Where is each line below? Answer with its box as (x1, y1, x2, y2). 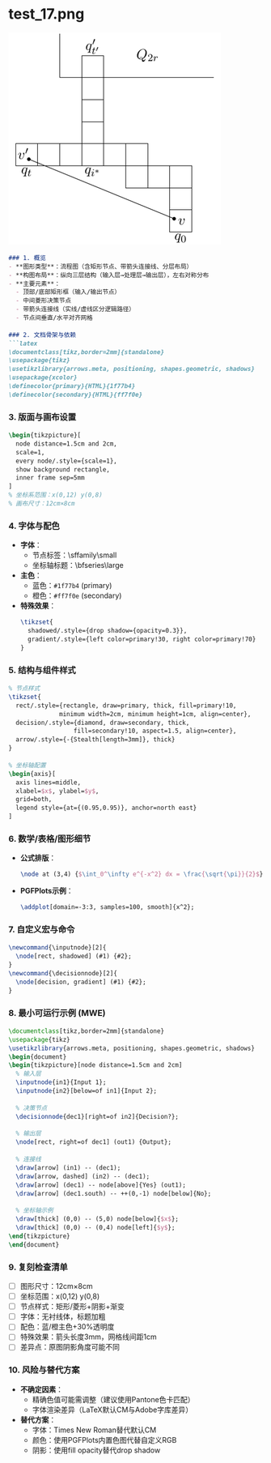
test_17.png (8, 5, 85, 23)
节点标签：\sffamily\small (32, 550, 117, 560)
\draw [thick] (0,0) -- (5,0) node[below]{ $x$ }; (15, 1215, 180, 1223)
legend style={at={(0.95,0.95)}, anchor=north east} (15, 804, 197, 813)
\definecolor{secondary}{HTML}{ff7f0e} (8, 390, 143, 399)
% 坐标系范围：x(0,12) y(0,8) (8, 491, 103, 499)
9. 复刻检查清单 (8, 1261, 69, 1273)
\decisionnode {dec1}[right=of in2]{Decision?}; (15, 1112, 180, 1120)
